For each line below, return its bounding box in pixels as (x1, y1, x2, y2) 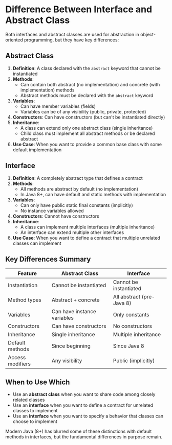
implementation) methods (20, 87, 75, 93)
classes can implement (12, 240, 61, 246)
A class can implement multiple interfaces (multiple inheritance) (20, 224, 155, 230)
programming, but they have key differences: (24, 37, 119, 43)
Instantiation (8, 282, 38, 289)
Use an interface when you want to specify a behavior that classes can (12, 413, 164, 419)
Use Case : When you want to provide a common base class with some (12, 141, 162, 147)
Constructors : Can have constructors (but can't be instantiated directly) (12, 114, 165, 120)
